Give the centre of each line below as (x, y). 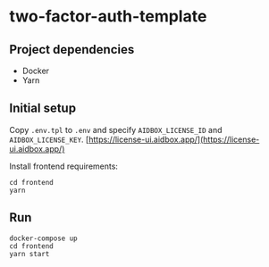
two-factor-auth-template (108, 17)
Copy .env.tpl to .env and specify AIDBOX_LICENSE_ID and (116, 129)
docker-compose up (43, 238)
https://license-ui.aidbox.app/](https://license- (174, 139)
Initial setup (43, 108)
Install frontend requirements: (64, 166)
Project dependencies (72, 50)
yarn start (29, 254)
